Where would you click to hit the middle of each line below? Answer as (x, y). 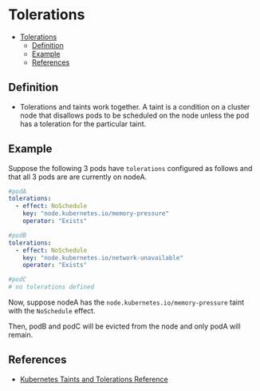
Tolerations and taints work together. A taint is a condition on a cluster (135, 106)
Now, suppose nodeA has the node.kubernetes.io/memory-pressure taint (126, 302)
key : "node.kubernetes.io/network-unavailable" (103, 257)
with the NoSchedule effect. (52, 311)
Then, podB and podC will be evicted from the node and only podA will (124, 326)
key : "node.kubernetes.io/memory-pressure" (96, 213)
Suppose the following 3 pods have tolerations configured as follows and (130, 168)
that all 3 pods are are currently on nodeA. (78, 177)
